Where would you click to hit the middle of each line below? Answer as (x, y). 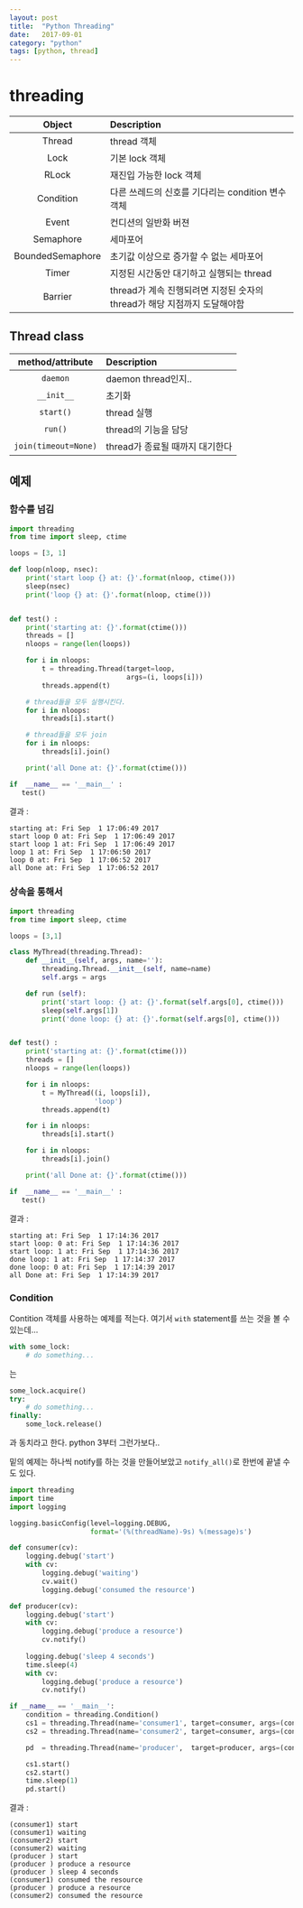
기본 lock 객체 (138, 159)
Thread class (47, 336)
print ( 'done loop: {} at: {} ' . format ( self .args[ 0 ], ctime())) (161, 1019)
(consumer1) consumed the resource (76, 1880)
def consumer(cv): (44, 1548)
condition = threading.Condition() (92, 1715)
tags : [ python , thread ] (54, 51)
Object (57, 125)
